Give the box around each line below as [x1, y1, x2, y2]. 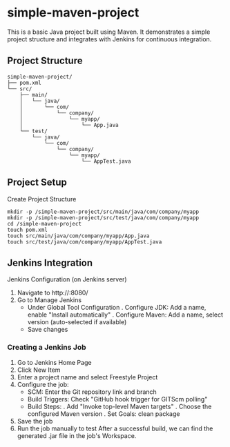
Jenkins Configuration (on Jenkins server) [7, 275, 127, 284]
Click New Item [17, 366, 61, 374]
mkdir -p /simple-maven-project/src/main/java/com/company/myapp [7, 208, 199, 215]
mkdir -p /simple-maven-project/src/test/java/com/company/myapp [7, 214, 199, 221]
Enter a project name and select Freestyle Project [17, 372, 158, 381]
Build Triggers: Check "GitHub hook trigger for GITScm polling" [27, 395, 208, 403]
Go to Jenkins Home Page [17, 358, 92, 366]
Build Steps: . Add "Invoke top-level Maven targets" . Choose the [27, 402, 212, 410]
